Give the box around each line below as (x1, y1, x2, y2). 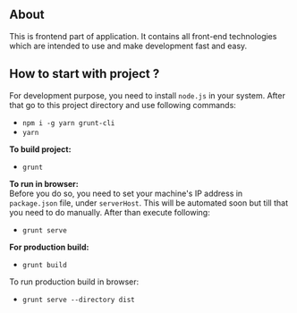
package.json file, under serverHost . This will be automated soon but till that (9, 197, 289, 208)
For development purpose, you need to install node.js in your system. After (9, 89, 286, 101)
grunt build (21, 260, 67, 269)
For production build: (9, 241, 89, 252)
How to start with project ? (9, 66, 160, 81)
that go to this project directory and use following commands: (9, 99, 237, 110)
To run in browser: (9, 178, 79, 189)
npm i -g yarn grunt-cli (21, 118, 115, 128)
